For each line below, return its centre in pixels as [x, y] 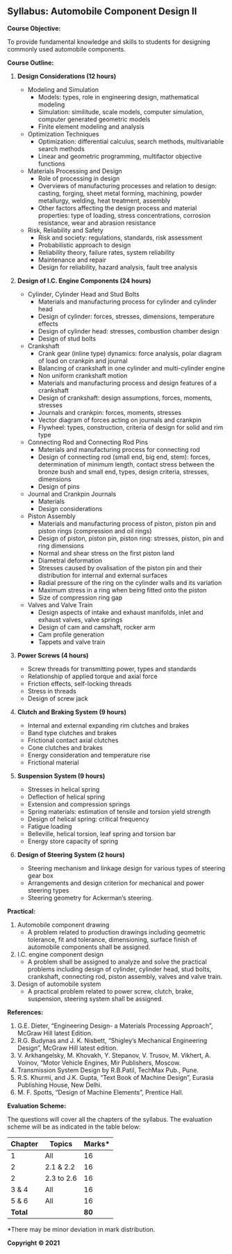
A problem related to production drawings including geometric [117, 932]
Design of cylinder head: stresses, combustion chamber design [129, 331]
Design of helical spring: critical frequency [88, 819]
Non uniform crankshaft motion [83, 375]
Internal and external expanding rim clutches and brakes [108, 725]
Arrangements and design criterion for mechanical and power [116, 883]
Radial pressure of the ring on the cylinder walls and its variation [130, 582]
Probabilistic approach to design [84, 245]
